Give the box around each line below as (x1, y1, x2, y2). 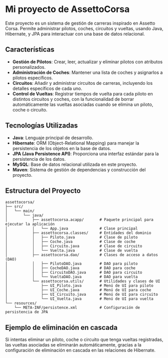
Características (5, 45, 55, 54)
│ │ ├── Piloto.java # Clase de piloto (5, 235, 138, 240)
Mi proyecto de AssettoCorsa (5, 4, 130, 15)
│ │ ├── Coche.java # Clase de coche (5, 240, 136, 245)
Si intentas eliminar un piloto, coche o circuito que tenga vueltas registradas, (5, 336, 163, 342)
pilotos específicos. (12, 74, 53, 81)
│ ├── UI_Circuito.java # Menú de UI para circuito (5, 292, 158, 297)
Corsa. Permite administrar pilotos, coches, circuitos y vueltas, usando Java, (5, 25, 163, 31)
